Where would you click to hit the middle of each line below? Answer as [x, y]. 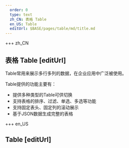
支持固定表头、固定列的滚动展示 [45, 107]
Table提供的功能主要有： [31, 84]
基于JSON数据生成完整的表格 [43, 114]
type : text [21, 15]
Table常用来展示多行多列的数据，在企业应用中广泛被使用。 [66, 73]
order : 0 [19, 10]
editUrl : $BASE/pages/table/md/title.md [52, 29]
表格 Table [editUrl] [36, 60]
